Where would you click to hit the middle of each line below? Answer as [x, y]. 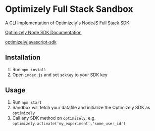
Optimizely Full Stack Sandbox [69, 9]
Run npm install [29, 69]
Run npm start [27, 102]
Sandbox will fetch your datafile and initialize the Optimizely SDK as [81, 107]
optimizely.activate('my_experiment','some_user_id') [69, 124]
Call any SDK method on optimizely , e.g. [54, 118]
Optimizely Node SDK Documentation [43, 32]
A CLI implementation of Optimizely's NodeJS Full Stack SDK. [68, 23]
